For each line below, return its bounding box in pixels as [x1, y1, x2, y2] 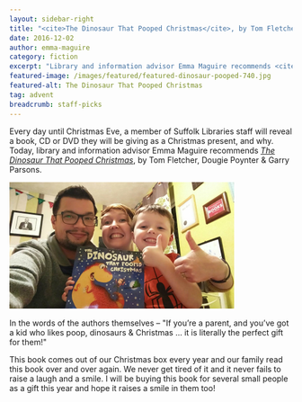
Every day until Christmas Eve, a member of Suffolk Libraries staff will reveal [9, 126, 292, 137]
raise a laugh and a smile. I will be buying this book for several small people [9, 373, 289, 384]
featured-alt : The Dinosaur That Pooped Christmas [9, 81, 203, 90]
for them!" [9, 336, 48, 347]
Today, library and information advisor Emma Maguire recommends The [9, 145, 276, 156]
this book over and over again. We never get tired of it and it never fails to [9, 363, 281, 374]
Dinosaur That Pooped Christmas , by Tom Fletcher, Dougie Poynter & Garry [9, 154, 290, 165]
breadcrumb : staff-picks [9, 100, 102, 109]
